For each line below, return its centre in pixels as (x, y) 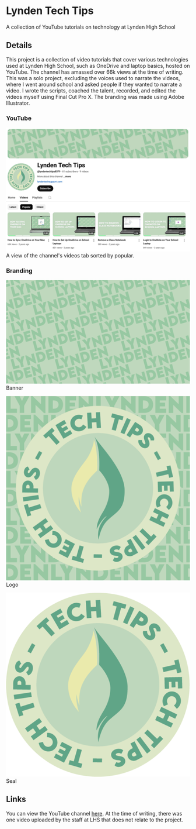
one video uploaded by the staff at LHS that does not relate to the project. (95, 820)
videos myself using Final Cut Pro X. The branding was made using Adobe (95, 97)
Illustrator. (18, 103)
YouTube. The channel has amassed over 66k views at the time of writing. (95, 72)
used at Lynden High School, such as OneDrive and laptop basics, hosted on (98, 66)
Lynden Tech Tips (50, 11)
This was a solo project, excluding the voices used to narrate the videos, (93, 78)
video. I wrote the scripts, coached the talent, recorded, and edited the (91, 90)
